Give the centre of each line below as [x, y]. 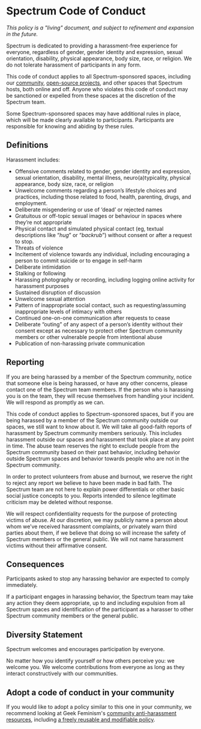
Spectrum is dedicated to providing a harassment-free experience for [92, 46]
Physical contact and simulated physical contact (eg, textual [89, 229]
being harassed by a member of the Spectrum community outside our [92, 420]
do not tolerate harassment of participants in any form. [74, 65]
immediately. [22, 585]
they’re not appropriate [43, 222]
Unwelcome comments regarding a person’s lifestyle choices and [96, 190]
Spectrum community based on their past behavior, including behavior [93, 452]
